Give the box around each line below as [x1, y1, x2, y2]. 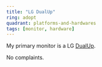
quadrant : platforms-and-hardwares [6, 20, 97, 26]
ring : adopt [6, 14, 36, 21]
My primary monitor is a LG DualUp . [6, 42, 96, 49]
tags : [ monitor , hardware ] [6, 25, 75, 32]
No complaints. [6, 54, 44, 61]
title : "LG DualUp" [6, 8, 56, 15]
